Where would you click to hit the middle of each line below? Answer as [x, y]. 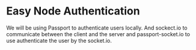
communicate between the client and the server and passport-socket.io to [98, 34]
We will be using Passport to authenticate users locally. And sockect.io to [97, 28]
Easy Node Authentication [73, 11]
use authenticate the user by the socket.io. [59, 40]
